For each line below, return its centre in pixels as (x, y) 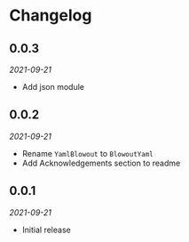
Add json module (53, 87)
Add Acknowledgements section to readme (101, 163)
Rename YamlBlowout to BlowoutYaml (87, 153)
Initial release (46, 230)
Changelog (51, 16)
